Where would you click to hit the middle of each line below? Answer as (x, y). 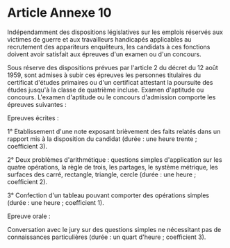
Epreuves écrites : (33, 118)
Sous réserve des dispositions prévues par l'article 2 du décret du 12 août (113, 67)
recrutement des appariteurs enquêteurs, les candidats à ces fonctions (109, 47)
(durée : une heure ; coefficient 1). (56, 202)
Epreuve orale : (29, 216)
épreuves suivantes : (37, 104)
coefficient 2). (27, 181)
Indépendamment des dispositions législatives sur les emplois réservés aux (115, 32)
